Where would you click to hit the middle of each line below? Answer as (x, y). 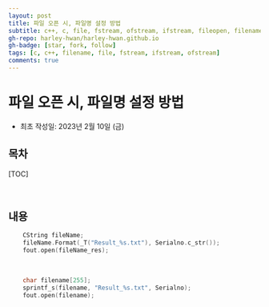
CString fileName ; (53, 236)
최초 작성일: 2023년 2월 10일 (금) (72, 126)
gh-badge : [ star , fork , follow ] (62, 46)
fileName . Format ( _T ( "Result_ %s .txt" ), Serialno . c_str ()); (121, 243)
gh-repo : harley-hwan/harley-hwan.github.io (84, 38)
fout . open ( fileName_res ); (66, 250)
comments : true (34, 61)
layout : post (30, 16)
